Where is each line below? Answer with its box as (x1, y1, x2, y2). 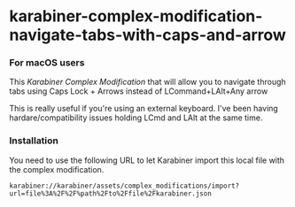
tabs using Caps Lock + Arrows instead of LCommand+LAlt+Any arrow (9, 86, 268, 96)
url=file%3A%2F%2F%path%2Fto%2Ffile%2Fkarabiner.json (9, 188, 213, 198)
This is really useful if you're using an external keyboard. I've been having (9, 103, 279, 114)
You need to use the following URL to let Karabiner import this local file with (9, 155, 285, 165)
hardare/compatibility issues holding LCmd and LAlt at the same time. (9, 112, 263, 123)
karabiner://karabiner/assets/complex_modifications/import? (9, 181, 240, 190)
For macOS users (9, 57, 85, 69)
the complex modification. (9, 164, 105, 174)
